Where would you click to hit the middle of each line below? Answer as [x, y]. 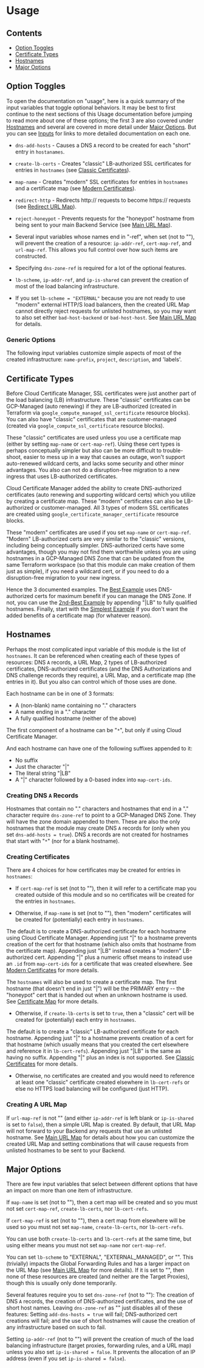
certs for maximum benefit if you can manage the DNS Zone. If [113, 596]
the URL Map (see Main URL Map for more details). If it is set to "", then [95, 1270]
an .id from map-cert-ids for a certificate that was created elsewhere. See [100, 964]
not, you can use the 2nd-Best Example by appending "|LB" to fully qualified [102, 602]
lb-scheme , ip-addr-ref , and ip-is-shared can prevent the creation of [102, 280]
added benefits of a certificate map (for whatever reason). [79, 615]
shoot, [14, 457]
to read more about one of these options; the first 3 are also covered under [100, 120]
